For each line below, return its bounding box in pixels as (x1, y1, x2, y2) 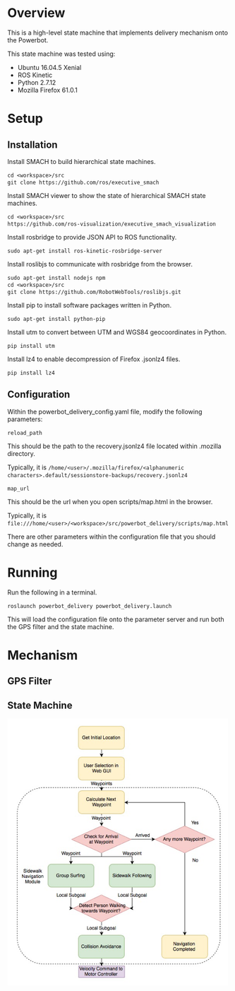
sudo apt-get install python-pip (7, 315, 106, 322)
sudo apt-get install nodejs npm (7, 274, 106, 281)
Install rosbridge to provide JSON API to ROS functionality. (7, 233, 177, 241)
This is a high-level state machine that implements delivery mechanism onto (7, 28, 228, 37)
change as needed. (7, 539, 64, 549)
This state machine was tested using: (7, 49, 116, 58)
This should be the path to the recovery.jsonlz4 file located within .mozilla (7, 442, 222, 450)
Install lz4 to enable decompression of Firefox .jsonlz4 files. (7, 355, 181, 363)
